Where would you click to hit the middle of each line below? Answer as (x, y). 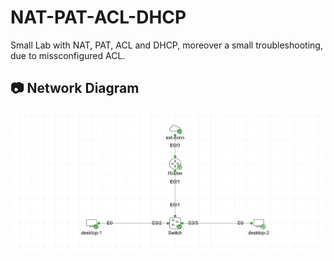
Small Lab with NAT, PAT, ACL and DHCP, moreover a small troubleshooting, (166, 45)
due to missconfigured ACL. (68, 55)
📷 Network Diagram (75, 88)
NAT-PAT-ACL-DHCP (98, 17)
